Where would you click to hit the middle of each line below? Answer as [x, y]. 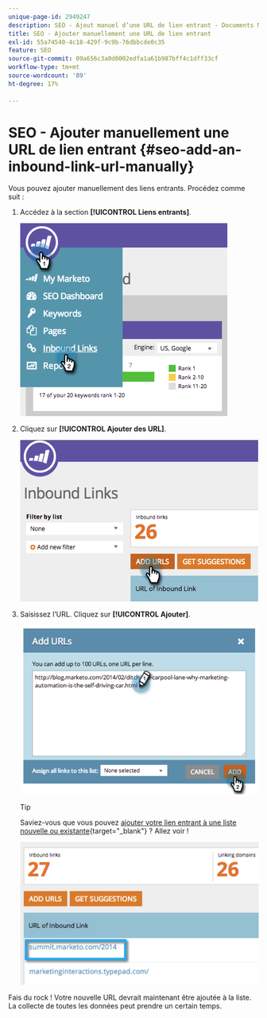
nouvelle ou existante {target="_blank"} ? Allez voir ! [104, 830]
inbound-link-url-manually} [101, 166]
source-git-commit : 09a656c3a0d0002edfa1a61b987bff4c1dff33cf [113, 59]
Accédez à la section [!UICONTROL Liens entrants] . [106, 212]
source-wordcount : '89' [48, 76]
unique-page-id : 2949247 [49, 17]
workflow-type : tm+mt [44, 68]
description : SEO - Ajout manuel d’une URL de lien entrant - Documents [131, 25]
